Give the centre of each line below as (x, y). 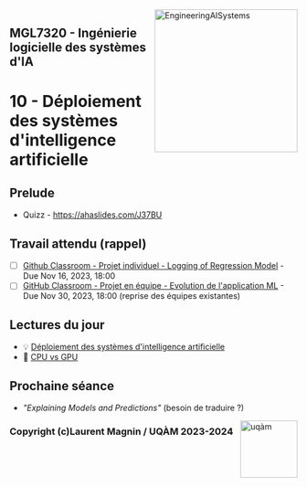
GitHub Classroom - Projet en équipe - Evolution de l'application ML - (153, 286)
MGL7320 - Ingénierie (73, 33)
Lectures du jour (57, 325)
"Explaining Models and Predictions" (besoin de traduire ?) (133, 408)
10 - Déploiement (75, 101)
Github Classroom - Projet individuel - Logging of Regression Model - (153, 266)
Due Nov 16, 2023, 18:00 (69, 276)
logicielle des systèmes (78, 48)
